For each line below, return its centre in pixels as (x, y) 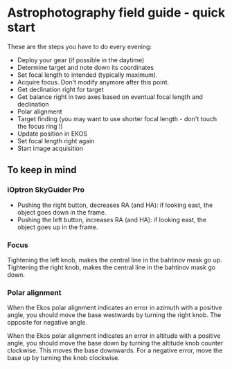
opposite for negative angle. (47, 323)
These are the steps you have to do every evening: (80, 46)
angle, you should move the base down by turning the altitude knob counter (115, 343)
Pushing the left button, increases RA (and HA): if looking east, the (112, 219)
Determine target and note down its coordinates (86, 67)
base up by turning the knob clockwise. (63, 358)
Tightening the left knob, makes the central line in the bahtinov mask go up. (115, 260)
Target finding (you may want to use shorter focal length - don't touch (117, 118)
